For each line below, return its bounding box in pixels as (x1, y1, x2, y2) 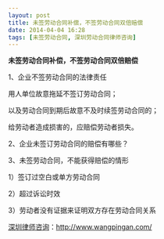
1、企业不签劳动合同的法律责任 (8, 72, 107, 82)
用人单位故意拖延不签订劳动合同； (8, 89, 118, 99)
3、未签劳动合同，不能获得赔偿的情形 (8, 156, 129, 165)
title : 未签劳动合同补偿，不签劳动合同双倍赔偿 (8, 19, 144, 27)
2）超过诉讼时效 (8, 189, 61, 198)
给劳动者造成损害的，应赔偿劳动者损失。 (8, 122, 138, 132)
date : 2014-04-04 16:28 (8, 26, 86, 34)
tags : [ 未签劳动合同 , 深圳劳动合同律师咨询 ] (8, 33, 137, 42)
